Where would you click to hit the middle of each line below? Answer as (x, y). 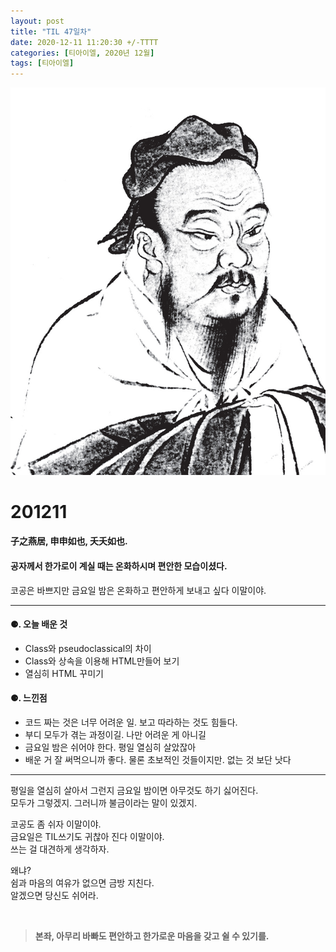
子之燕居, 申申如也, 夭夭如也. (69, 541)
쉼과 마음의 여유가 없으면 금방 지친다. (82, 883)
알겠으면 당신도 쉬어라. (54, 896)
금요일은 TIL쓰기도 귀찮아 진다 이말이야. (87, 837)
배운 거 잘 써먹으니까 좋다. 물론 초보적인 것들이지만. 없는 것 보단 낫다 (158, 760)
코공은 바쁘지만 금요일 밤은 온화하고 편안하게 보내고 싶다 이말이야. (138, 590)
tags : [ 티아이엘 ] (42, 63)
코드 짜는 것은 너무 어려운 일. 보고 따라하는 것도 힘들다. (131, 722)
